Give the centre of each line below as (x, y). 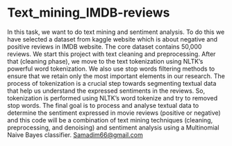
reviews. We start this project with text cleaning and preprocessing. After (111, 54)
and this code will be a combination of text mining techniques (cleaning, (110, 120)
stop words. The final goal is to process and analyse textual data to (103, 105)
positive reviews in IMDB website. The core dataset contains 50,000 (105, 46)
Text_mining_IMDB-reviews (89, 13)
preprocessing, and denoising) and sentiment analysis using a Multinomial (113, 127)
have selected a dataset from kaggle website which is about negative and (112, 39)
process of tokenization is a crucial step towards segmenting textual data (112, 83)
